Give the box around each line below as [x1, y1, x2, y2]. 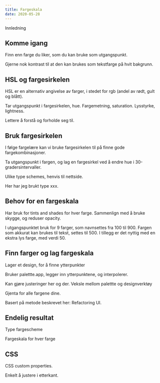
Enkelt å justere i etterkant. [5, 372, 59, 378]
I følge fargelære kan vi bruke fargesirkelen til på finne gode [5, 144, 125, 150]
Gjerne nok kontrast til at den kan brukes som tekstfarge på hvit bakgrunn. [5, 61, 154, 67]
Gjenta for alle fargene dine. [5, 290, 61, 296]
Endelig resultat [5, 313, 54, 322]
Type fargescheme [5, 327, 43, 332]
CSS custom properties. [5, 363, 53, 369]
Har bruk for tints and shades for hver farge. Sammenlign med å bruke [5, 210, 145, 216]
